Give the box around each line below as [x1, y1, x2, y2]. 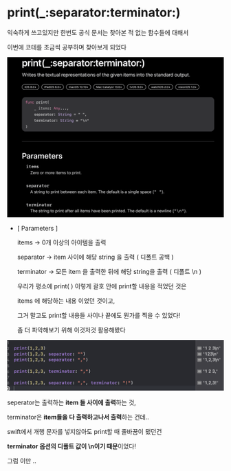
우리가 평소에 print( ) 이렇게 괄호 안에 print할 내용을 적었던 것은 [16, 282, 187, 290]
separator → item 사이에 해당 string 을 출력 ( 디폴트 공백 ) [16, 253, 174, 261]
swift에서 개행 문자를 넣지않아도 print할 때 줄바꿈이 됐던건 [7, 428, 162, 436]
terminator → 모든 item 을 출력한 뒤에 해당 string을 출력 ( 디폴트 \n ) [16, 267, 201, 275]
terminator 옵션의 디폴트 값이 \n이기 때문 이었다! [7, 442, 136, 450]
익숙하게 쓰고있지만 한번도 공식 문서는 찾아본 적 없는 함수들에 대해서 [7, 28, 189, 36]
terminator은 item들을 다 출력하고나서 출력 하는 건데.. [7, 413, 149, 422]
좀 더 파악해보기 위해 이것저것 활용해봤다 [16, 325, 126, 334]
